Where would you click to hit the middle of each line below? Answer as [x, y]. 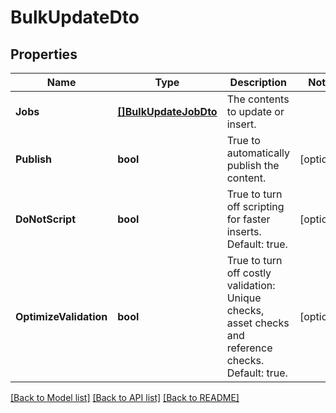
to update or [255, 111]
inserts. [244, 231]
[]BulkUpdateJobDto [167, 111]
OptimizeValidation [61, 316]
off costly [249, 273]
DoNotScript [45, 219]
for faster [248, 219]
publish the [253, 165]
